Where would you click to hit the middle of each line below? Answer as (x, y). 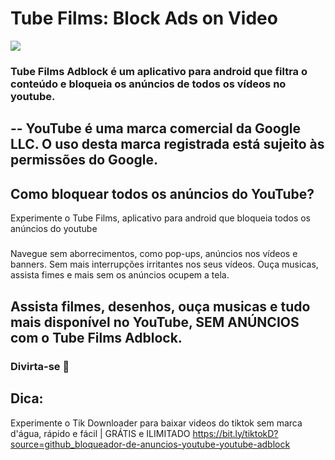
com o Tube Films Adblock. (96, 337)
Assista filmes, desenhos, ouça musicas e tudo (160, 306)
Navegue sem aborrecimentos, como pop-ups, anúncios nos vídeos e (154, 254)
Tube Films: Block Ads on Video (144, 18)
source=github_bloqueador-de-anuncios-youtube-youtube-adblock (150, 444)
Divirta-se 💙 (40, 366)
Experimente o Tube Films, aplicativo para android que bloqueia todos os (160, 218)
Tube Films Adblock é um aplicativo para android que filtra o (159, 71)
